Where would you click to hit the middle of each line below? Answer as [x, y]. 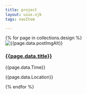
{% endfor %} [20, 86]
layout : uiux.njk [24, 15]
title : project [21, 10]
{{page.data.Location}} [29, 77]
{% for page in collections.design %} [44, 38]
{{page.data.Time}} [25, 67]
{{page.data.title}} [29, 56]
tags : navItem [20, 19]
